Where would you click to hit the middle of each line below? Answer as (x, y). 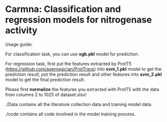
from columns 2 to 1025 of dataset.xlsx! (46, 94)
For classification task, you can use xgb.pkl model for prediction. (72, 54)
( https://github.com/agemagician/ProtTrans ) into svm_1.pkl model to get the (83, 69)
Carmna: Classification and (63, 9)
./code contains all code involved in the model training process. (70, 114)
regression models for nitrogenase (78, 20)
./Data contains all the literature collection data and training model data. (79, 104)
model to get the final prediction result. (45, 79)
